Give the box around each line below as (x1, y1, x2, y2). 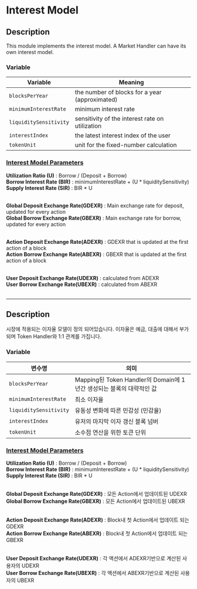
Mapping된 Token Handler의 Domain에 (74, 376, 180, 384)
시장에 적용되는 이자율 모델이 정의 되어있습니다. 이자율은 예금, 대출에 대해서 (6, 326, 178, 333)
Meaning (118, 79, 144, 87)
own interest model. (6, 49, 54, 56)
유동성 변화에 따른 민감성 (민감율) (74, 406, 162, 414)
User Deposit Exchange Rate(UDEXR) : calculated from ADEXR (6, 274, 159, 281)
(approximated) (74, 96, 118, 104)
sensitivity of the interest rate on (74, 115, 164, 123)
